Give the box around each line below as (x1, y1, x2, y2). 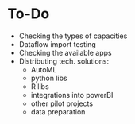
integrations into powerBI (30, 90, 114, 99)
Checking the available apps (18, 48, 112, 57)
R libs (30, 81, 49, 91)
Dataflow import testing (18, 39, 96, 48)
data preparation (30, 107, 86, 116)
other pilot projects (30, 99, 93, 108)
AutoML (30, 64, 57, 74)
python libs (30, 73, 68, 83)
